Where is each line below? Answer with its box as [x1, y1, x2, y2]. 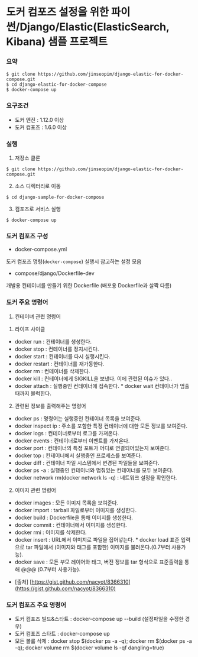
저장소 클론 [14, 154, 41, 161]
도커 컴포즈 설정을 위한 [6, 5, 109, 19]
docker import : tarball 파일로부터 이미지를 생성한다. [14, 506, 137, 513]
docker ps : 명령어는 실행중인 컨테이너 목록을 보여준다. [14, 415, 142, 422]
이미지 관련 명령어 [14, 486, 56, 494]
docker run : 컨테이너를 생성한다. [14, 338, 92, 345]
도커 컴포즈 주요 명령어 [6, 601, 67, 609]
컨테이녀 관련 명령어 [14, 313, 61, 320]
